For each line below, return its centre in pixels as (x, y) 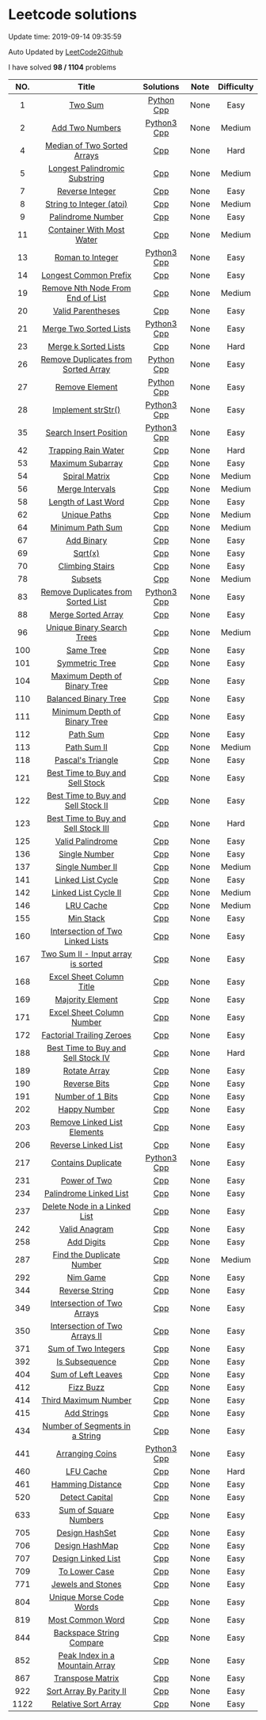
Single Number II (86, 867)
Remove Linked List (86, 1122)
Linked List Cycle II (86, 892)
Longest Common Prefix (87, 275)
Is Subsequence (87, 1361)
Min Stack (86, 918)
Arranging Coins (86, 1453)
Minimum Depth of (86, 712)
